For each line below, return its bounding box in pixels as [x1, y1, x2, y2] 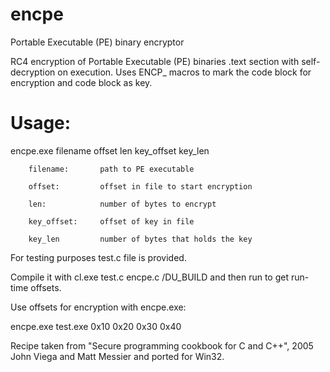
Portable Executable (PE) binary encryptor [10, 36, 185, 48]
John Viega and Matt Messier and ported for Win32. [10, 350, 225, 362]
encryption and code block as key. [10, 76, 153, 88]
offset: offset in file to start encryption [28, 181, 253, 192]
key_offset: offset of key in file [28, 216, 195, 227]
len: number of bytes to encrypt [28, 199, 217, 209]
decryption [10, 66, 56, 78]
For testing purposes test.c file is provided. [10, 251, 187, 263]
